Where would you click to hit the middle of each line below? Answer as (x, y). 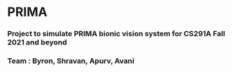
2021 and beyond (37, 42)
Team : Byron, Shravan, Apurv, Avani (71, 61)
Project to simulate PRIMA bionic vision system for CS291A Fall (116, 34)
